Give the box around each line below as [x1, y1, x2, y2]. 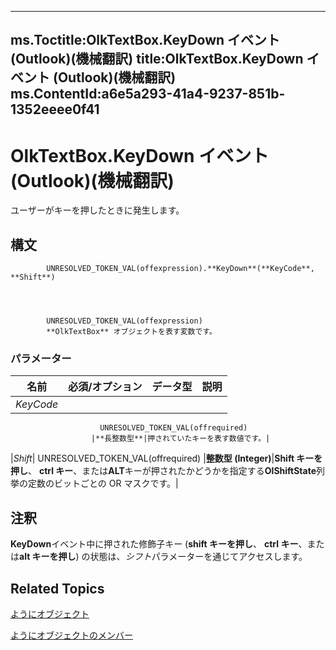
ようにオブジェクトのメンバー [10, 629, 133, 641]
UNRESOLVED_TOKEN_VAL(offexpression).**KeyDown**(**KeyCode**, [46, 264, 315, 274]
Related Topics [10, 580, 105, 597]
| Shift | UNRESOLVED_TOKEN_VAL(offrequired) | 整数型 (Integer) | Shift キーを [10, 452, 323, 465]
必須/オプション [68, 380, 143, 394]
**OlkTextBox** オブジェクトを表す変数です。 [46, 327, 217, 337]
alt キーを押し [19, 551, 77, 563]
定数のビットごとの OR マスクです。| [27, 477, 179, 490]
